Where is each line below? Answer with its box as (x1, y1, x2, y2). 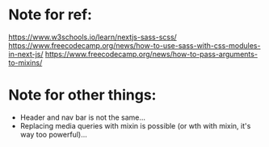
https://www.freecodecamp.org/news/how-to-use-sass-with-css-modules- (8, 40, 261, 50)
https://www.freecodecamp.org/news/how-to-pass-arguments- (44, 49, 258, 59)
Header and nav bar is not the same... (19, 112, 146, 122)
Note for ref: (8, 6, 93, 24)
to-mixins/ (8, 58, 43, 67)
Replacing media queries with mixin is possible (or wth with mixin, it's (19, 120, 251, 130)
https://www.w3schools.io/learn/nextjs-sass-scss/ (8, 32, 178, 42)
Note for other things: (8, 86, 157, 104)
